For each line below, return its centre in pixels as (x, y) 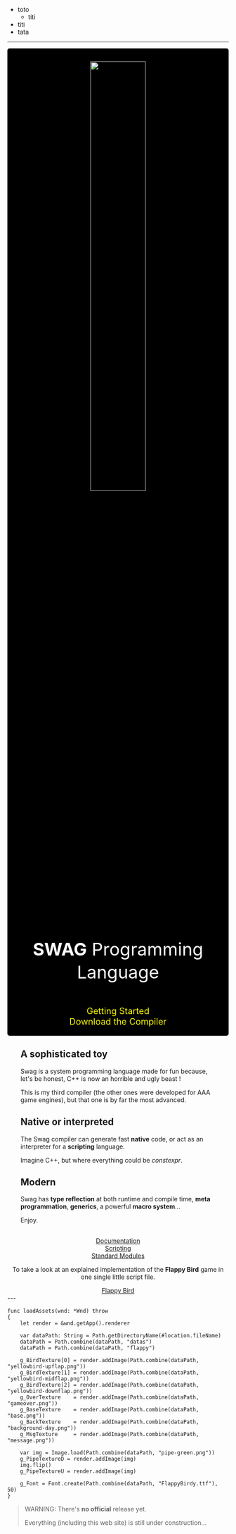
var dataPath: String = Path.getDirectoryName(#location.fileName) (120, 1336)
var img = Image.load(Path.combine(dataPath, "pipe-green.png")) (118, 1453)
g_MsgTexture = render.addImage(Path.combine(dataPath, (110, 1435)
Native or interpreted (67, 1122)
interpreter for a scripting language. (73, 1146)
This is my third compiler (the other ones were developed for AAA (116, 1092)
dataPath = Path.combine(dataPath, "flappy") (88, 1348)
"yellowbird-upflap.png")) (47, 1367)
